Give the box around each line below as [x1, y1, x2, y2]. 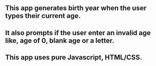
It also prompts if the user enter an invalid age [5, 28, 151, 37]
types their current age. [5, 12, 81, 20]
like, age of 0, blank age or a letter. [5, 36, 114, 45]
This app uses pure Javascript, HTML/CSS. [5, 53, 142, 62]
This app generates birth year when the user [5, 4, 146, 12]
